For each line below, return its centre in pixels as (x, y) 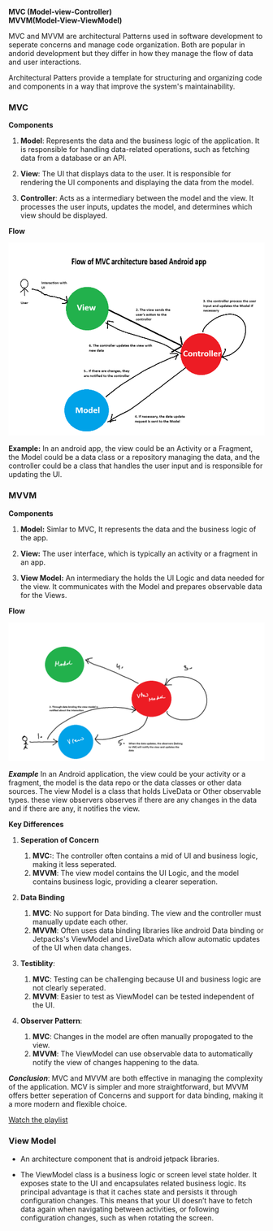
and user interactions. (45, 62)
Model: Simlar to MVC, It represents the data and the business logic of (138, 529)
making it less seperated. (74, 865)
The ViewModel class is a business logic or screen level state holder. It (139, 1174)
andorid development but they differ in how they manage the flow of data (131, 53)
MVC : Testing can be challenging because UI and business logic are (147, 979)
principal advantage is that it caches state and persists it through (129, 1192)
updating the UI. (35, 475)
